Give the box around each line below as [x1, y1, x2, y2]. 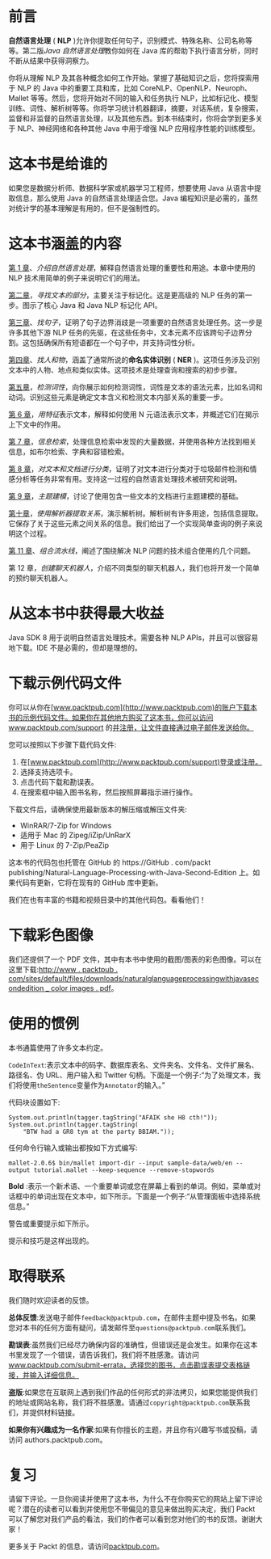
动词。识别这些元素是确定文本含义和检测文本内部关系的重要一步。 [8, 392, 227, 402]
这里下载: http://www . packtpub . [8, 964, 119, 974]
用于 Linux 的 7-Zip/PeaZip [19, 840, 110, 849]
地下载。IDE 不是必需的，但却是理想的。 [8, 643, 143, 652]
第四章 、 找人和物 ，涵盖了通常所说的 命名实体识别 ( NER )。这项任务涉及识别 [8, 355, 261, 364]
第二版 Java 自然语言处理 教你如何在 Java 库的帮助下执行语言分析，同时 [22, 45, 259, 55]
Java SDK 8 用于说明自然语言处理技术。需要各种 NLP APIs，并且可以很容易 [8, 632, 259, 643]
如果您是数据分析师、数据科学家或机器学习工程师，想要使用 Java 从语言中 [8, 183, 255, 192]
